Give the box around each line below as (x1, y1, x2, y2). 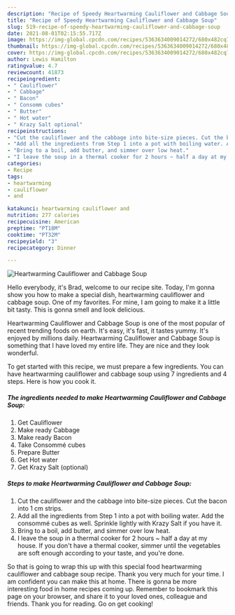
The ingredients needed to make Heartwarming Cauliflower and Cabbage (7, 393, 227, 401)
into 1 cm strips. (17, 504, 63, 513)
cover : (7, 50, 27, 57)
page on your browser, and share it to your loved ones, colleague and (7, 593, 208, 601)
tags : (7, 173, 23, 180)
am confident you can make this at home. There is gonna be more (7, 577, 197, 586)
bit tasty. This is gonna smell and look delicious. (7, 305, 145, 314)
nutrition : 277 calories (7, 212, 80, 219)
